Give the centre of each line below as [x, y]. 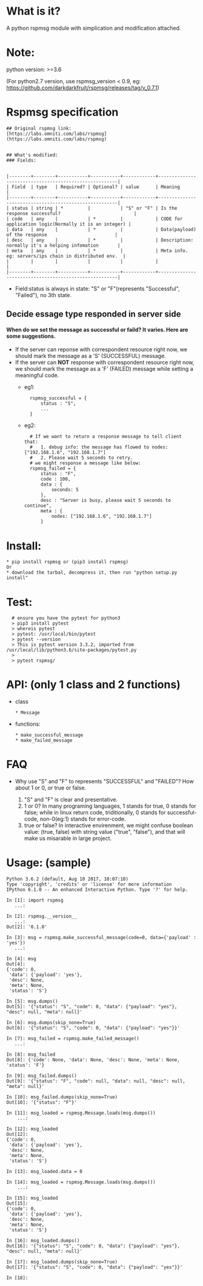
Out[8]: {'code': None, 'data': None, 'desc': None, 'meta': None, [93, 1060]
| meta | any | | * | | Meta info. [97, 250]
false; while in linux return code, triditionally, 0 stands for [95, 813]
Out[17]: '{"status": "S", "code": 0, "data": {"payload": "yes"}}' [95, 1267]
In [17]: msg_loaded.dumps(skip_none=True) [62, 1262]
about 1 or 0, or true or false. [51, 788]
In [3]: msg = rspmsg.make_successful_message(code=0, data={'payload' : [101, 938]
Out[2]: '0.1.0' [27, 927]
